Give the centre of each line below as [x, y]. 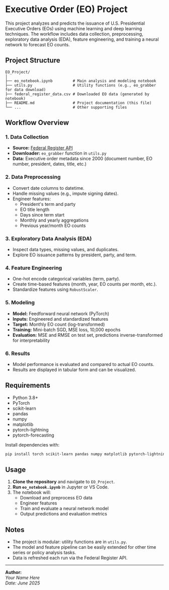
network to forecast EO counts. [37, 44]
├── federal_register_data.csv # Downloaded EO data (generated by [77, 94]
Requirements [28, 385]
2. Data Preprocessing [33, 177]
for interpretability [31, 340]
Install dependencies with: [32, 445]
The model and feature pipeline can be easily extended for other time [84, 547]
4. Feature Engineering [34, 268]
